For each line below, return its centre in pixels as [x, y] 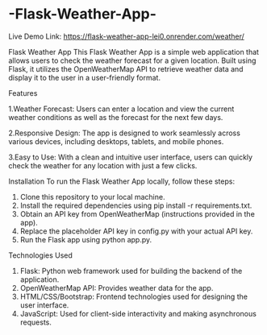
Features [23, 93]
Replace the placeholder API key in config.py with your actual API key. [136, 231]
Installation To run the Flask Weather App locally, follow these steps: [122, 181]
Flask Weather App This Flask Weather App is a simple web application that [134, 52]
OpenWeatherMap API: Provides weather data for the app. [117, 287]
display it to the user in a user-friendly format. [85, 77]
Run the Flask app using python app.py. [86, 239]
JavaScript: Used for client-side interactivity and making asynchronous [138, 313]
